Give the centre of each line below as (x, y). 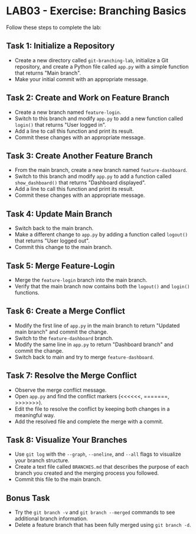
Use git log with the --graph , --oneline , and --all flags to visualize (98, 454)
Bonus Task (28, 498)
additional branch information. (51, 519)
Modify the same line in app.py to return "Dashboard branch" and (94, 344)
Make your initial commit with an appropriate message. (81, 79)
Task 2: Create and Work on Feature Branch (88, 98)
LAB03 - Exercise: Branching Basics (96, 11)
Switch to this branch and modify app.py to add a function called (93, 177)
